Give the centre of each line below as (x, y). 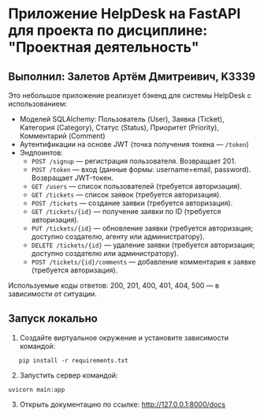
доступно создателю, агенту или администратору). (118, 237)
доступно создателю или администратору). (105, 253)
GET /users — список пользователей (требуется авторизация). (137, 186)
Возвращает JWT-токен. (73, 178)
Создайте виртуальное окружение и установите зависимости (124, 337)
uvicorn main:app (37, 389)
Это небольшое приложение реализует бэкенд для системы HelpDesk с (130, 95)
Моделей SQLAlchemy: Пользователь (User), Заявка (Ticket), (122, 119)
